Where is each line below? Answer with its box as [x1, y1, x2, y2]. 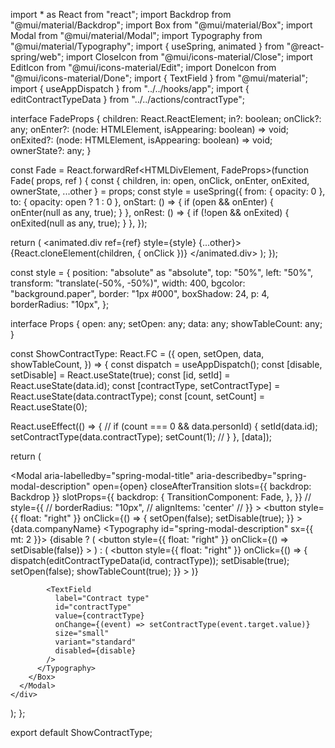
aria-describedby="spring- [196, 470, 307, 481]
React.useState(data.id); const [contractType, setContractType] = [10, 380, 281, 391]
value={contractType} [54, 611, 145, 621]
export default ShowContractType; [10, 727, 153, 738]
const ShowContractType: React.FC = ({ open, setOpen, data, [10, 348, 265, 359]
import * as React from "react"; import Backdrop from [10, 9, 232, 20]
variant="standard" [54, 637, 137, 647]
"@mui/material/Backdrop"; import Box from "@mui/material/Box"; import [10, 19, 313, 31]
